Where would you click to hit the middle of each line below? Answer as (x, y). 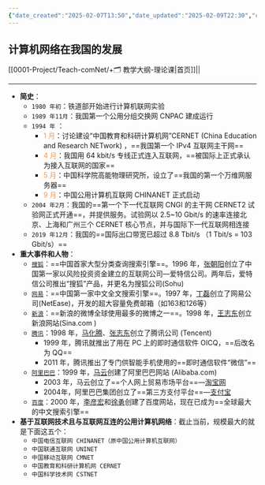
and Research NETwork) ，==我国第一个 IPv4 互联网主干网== (144, 146)
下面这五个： (47, 431)
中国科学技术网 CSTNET (64, 475)
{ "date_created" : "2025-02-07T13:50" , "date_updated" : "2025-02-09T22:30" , (130, 15)
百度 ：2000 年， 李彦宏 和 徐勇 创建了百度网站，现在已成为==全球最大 (141, 402)
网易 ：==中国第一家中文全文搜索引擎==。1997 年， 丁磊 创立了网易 (138, 293)
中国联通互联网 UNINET (64, 450)
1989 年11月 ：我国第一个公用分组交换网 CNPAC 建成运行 (122, 116)
